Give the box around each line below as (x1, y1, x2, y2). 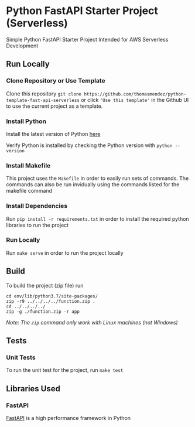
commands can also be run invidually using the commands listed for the (6, 181, 180, 188)
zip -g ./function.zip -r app (6, 309, 80, 315)
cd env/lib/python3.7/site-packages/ (6, 293, 98, 299)
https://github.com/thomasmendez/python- (84, 91, 186, 97)
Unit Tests (6, 353, 36, 361)
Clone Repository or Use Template (6, 77, 105, 85)
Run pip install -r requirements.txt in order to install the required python (6, 215, 189, 222)
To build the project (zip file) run (6, 282, 84, 289)
